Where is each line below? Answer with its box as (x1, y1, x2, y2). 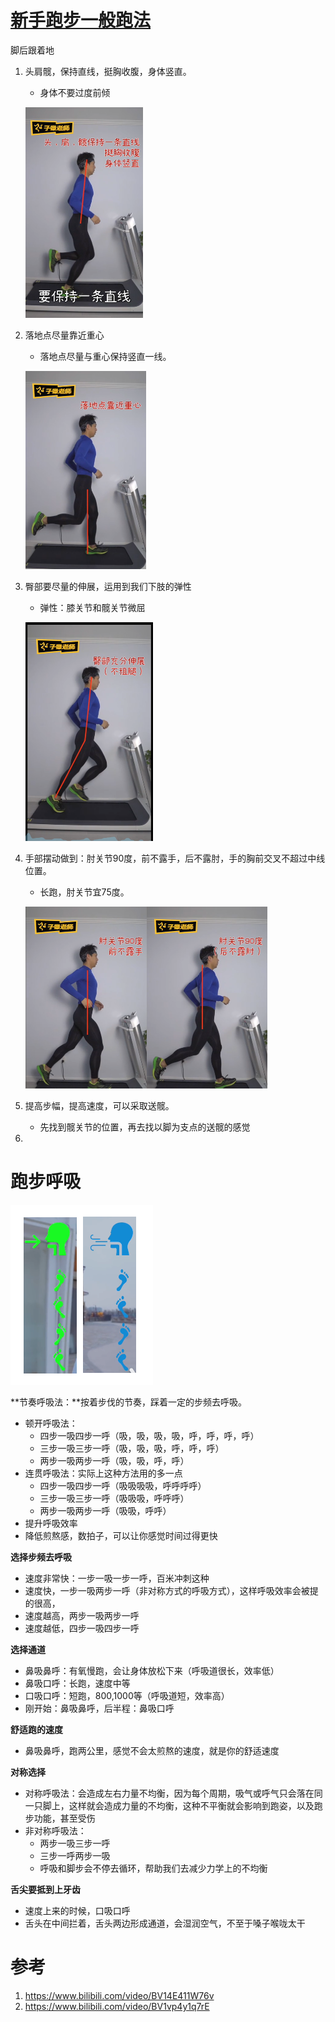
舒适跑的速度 (10, 1723, 63, 1735)
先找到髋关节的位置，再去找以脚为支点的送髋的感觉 (39, 1121, 251, 1133)
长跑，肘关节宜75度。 (39, 886, 130, 898)
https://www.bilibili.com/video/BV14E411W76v (24, 1989, 215, 2001)
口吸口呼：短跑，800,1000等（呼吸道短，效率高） (24, 1689, 230, 1701)
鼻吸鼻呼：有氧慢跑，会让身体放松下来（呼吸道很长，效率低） (24, 1664, 280, 1676)
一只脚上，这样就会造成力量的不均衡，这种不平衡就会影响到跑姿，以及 (24, 1799, 315, 1811)
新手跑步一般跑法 (10, 9, 152, 32)
